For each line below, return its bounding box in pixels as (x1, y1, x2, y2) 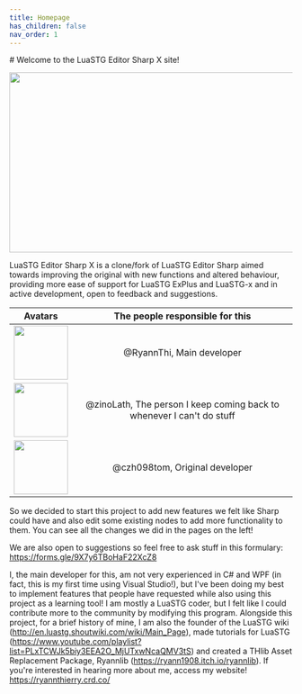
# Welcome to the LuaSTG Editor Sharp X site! (9, 55, 180, 66)
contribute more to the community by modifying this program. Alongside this (9, 608, 293, 618)
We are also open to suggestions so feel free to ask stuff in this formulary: (9, 542, 283, 554)
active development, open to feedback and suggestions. (9, 289, 218, 300)
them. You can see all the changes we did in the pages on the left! (9, 525, 253, 536)
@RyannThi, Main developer (122, 347, 243, 359)
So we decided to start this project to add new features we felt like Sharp (9, 506, 280, 517)
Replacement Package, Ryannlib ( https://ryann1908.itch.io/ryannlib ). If (9, 655, 269, 666)
